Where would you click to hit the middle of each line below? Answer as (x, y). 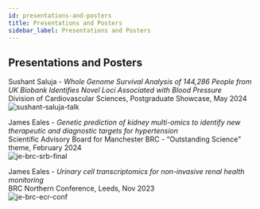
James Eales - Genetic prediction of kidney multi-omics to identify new (124, 122)
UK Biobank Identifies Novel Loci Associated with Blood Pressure (115, 90)
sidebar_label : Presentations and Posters (80, 30)
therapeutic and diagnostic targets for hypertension (93, 131)
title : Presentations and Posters (66, 23)
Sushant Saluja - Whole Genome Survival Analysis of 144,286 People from (130, 82)
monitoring (26, 180)
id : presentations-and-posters (60, 15)
